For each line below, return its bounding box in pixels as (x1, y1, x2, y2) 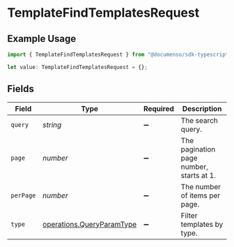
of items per (180, 190, 221, 200)
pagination (180, 144, 216, 154)
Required (143, 103, 174, 113)
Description (182, 103, 222, 113)
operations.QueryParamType (42, 219, 137, 229)
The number (180, 181, 221, 191)
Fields (7, 83, 35, 95)
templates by (180, 219, 224, 229)
